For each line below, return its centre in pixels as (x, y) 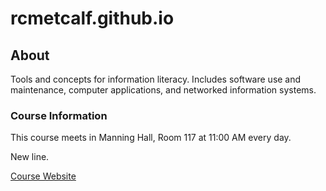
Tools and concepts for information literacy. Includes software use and (156, 79)
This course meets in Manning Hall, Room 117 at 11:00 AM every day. (151, 138)
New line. (30, 157)
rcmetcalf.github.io (92, 18)
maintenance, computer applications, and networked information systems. (163, 90)
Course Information (59, 115)
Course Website (43, 176)
